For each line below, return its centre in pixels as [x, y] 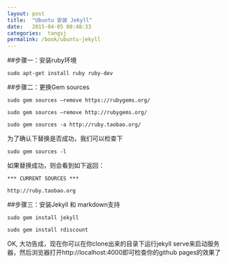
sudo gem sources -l [37, 152]
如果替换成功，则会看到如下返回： [56, 166]
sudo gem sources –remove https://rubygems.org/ [79, 101]
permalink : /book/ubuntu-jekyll [54, 40]
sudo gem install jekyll [43, 218]
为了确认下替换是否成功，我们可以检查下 [65, 138]
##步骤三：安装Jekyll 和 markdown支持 [64, 205]
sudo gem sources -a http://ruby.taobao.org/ [74, 125]
